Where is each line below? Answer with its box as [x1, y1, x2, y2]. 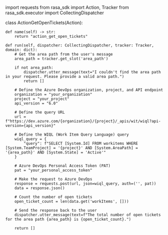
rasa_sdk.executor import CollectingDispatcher [5, 10, 104, 16]
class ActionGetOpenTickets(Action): [5, 20, 83, 25]
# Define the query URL [14, 110, 65, 115]
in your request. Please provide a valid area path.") [5, 74, 125, 79]
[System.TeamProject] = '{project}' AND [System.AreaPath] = [5, 145, 138, 150]
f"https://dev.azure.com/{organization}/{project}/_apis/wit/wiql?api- [5, 119, 161, 124]
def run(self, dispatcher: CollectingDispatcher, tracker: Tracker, [5, 43, 154, 48]
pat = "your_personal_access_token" [14, 168, 93, 173]
